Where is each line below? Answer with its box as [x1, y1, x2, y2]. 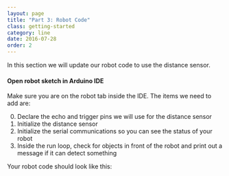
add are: [7, 99, 31, 107]
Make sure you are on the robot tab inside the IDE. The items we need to [7, 92, 212, 100]
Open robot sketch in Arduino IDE [7, 76, 104, 85]
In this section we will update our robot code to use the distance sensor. [7, 61, 210, 69]
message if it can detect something [16, 149, 117, 157]
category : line [7, 29, 51, 36]
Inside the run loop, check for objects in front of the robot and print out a [16, 142, 223, 150]
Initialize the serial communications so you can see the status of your [16, 127, 213, 135]
